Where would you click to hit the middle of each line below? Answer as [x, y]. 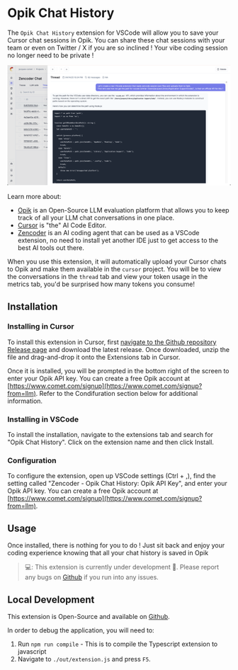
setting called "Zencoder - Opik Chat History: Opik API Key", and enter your [118, 484]
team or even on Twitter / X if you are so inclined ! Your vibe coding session [118, 47]
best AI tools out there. [51, 248]
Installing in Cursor [41, 327]
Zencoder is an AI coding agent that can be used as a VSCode [108, 233]
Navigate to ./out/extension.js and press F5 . [84, 659]
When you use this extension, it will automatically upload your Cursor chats [117, 262]
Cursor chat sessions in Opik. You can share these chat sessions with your [116, 40]
